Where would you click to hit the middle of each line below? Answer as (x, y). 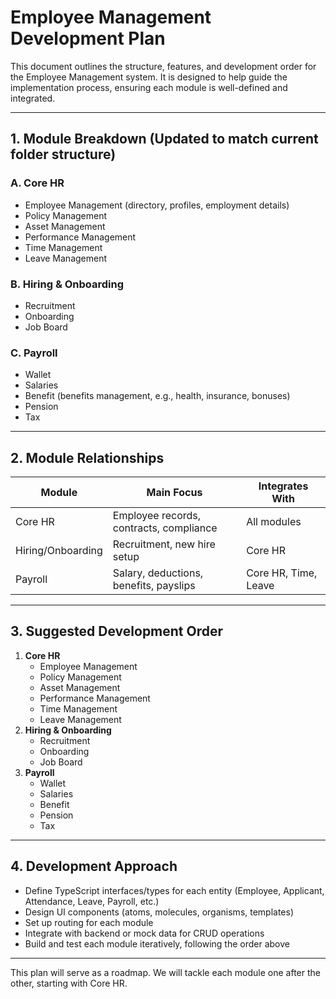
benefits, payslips (154, 586)
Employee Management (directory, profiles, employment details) (157, 205)
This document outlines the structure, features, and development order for (163, 66)
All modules (274, 522)
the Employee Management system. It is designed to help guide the (149, 77)
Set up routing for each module (89, 922)
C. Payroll (34, 353)
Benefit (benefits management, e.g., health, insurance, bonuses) (157, 396)
